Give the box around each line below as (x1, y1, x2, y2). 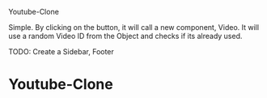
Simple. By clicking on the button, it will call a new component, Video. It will (8, 23, 260, 32)
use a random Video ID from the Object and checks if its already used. (8, 32, 243, 40)
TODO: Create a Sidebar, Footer (8, 47, 115, 56)
